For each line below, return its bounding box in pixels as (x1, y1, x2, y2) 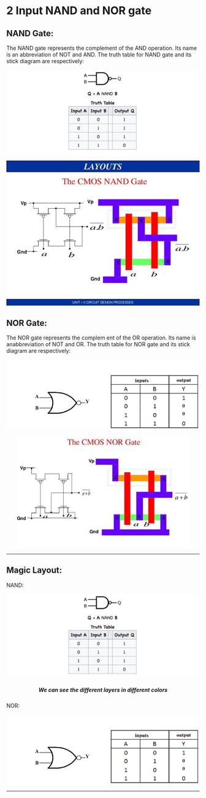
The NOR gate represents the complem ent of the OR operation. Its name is (6, 334, 196, 341)
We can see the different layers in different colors (38, 686, 168, 694)
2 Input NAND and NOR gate (6, 4, 152, 18)
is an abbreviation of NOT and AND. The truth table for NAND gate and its (6, 51, 192, 58)
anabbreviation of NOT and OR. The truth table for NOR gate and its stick (6, 341, 190, 348)
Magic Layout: (6, 565, 63, 576)
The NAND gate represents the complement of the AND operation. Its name (6, 44, 197, 52)
